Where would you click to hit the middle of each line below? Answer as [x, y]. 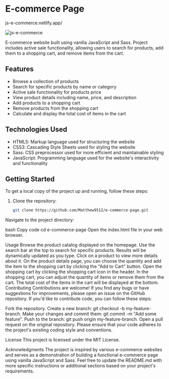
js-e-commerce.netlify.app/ [34, 23]
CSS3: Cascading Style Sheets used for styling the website [74, 147]
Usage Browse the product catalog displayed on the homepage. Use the [80, 245]
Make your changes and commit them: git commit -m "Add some [90, 314]
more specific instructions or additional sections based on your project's [80, 366]
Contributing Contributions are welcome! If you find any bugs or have [77, 288]
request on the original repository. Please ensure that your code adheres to [83, 325]
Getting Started [30, 179]
